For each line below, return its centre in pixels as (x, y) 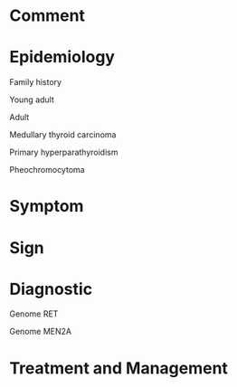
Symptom (47, 207)
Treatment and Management (119, 368)
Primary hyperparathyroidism (64, 152)
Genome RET (34, 314)
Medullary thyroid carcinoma (63, 135)
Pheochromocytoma (47, 170)
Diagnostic (51, 289)
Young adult (32, 99)
